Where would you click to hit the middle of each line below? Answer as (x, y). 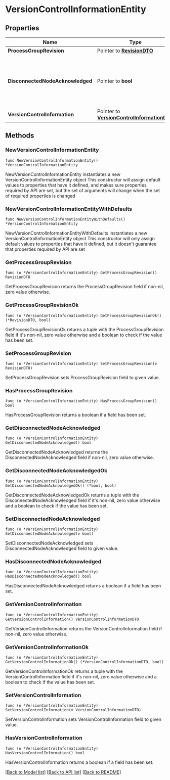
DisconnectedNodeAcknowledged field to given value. (62, 548)
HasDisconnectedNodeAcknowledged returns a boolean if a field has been (83, 586)
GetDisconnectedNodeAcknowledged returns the (57, 452)
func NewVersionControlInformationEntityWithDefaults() (65, 219)
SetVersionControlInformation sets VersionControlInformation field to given (83, 719)
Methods (20, 136)
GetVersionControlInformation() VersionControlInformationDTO (72, 619)
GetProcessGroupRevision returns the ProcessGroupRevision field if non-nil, (85, 287)
